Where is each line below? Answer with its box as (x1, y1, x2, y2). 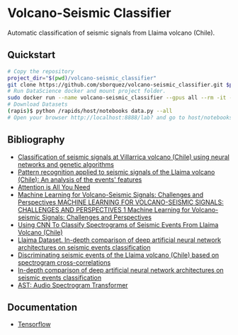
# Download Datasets (7, 101, 69, 108)
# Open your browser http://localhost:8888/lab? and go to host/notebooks (7, 114, 233, 121)
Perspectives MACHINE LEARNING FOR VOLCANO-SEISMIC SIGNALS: (17, 197, 225, 207)
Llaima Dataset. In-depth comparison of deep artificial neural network (17, 236, 222, 244)
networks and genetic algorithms (17, 160, 115, 168)
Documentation (7, 301, 78, 313)
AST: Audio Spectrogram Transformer (17, 280, 129, 289)
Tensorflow (17, 320, 51, 329)
